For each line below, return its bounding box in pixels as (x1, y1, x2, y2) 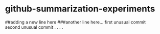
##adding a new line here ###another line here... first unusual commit (5, 19, 146, 25)
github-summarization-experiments (5, 3, 155, 14)
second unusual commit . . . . (5, 24, 64, 30)
